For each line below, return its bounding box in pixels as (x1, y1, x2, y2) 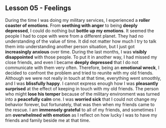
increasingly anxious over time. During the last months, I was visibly (5, 49, 147, 55)
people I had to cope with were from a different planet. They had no (5, 33, 144, 39)
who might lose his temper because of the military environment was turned (5, 91, 160, 97)
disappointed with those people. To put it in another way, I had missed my (5, 54, 158, 60)
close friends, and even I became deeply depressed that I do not (5, 59, 139, 65)
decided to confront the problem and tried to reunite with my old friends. (5, 69, 154, 76)
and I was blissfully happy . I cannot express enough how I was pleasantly (5, 80, 159, 86)
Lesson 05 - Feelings (5, 4, 72, 12)
